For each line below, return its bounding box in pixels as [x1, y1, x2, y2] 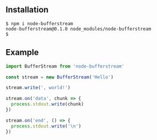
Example [5, 47, 39, 57]
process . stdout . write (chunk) [11, 101, 84, 107]
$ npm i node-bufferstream [5, 20, 73, 26]
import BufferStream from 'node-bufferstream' [5, 63, 125, 69]
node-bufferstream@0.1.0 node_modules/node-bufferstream [5, 26, 152, 32]
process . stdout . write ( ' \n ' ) [11, 123, 82, 129]
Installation [5, 5, 49, 15]
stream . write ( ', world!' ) [5, 85, 70, 91]
